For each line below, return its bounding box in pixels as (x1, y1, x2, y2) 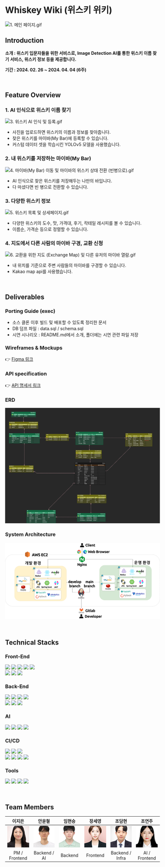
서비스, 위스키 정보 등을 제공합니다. (10, 56, 77, 62)
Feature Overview (5, 91, 61, 99)
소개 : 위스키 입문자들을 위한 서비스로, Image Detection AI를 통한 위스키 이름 (5, 50, 152, 56)
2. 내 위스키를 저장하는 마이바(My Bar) (5, 155, 91, 162)
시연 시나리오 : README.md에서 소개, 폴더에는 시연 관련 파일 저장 (12, 332, 138, 338)
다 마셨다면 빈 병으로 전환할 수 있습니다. (12, 184, 88, 190)
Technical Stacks (5, 638, 59, 646)
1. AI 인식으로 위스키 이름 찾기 (5, 107, 71, 113)
